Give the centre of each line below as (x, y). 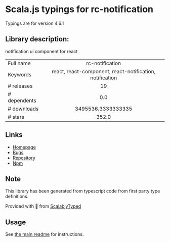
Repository (24, 158)
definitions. (17, 197)
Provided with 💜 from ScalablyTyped (43, 206)
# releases (20, 86)
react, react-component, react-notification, (103, 71)
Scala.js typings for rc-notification (79, 9)
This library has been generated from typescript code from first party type (83, 191)
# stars (16, 117)
